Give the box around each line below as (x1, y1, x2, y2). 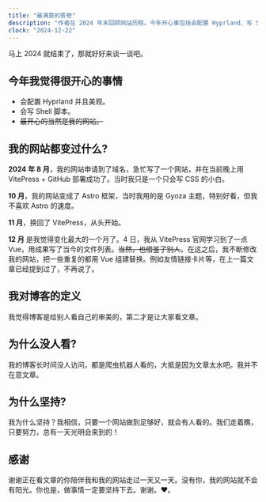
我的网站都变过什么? (8, 142, 108, 155)
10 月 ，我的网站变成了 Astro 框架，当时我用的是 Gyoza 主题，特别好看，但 (8, 191, 251, 200)
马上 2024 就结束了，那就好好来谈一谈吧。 (8, 49, 148, 59)
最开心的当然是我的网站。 (19, 116, 104, 126)
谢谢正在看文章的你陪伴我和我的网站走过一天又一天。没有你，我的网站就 (8, 475, 244, 485)
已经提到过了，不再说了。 (14, 264, 99, 274)
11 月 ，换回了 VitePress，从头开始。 (8, 218, 125, 227)
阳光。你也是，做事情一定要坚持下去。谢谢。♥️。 (14, 485, 176, 495)
